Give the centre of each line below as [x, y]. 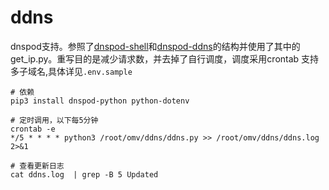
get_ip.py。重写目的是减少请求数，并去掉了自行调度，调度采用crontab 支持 [165, 58]
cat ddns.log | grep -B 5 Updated [84, 174]
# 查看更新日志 [37, 166]
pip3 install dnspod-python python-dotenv [100, 101]
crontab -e [33, 129]
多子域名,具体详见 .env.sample [71, 71]
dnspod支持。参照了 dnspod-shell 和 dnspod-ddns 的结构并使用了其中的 [155, 46]
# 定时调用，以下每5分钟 [54, 120]
